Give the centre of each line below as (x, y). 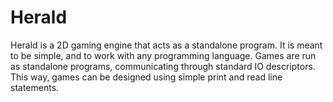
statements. (35, 87)
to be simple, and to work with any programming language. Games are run (163, 55)
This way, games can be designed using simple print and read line (146, 77)
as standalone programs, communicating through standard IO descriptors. (163, 66)
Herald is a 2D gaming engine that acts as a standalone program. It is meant (166, 45)
